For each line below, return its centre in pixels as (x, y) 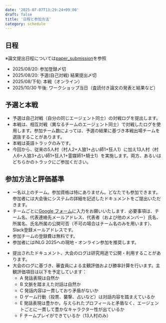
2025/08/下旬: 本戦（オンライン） (47, 82)
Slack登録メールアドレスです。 (44, 230)
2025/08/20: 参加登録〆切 (39, 69)
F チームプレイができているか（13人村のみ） (65, 315)
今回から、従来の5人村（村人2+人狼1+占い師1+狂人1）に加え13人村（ (83, 149)
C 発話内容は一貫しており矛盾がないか (59, 290)
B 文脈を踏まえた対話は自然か (50, 284)
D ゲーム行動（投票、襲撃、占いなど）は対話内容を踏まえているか (87, 296)
